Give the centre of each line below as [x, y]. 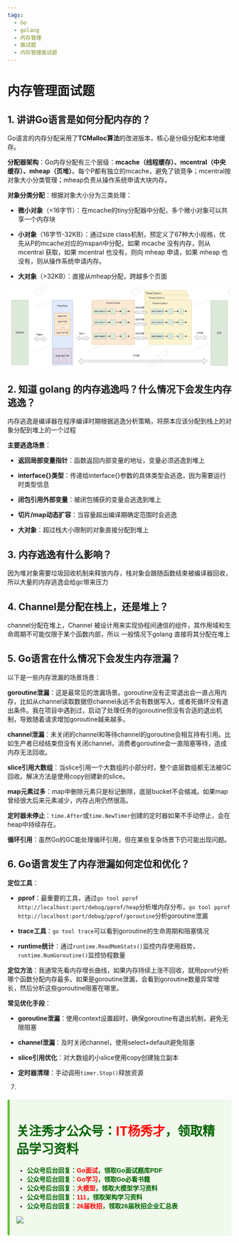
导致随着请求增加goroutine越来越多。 [74, 719]
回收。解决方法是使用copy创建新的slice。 [68, 776]
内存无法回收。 [29, 752]
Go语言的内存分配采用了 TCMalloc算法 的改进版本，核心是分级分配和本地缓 [116, 138]
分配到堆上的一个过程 [44, 430]
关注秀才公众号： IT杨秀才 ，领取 [110, 1131]
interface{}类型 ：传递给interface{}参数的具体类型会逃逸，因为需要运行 [122, 476]
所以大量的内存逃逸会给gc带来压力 [58, 582]
